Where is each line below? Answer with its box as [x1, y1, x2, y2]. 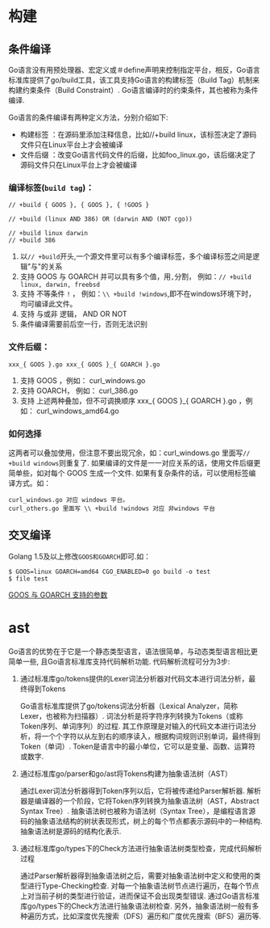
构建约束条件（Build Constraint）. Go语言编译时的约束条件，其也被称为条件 [8, 86, 259, 95]
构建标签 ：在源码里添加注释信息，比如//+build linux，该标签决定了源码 [19, 130, 257, 139]
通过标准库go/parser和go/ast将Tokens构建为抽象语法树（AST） [19, 769, 232, 778]
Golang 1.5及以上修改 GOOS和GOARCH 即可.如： [8, 551, 152, 561]
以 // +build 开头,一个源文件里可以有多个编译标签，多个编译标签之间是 [19, 251, 253, 261]
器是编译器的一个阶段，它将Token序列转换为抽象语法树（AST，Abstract [19, 795, 260, 805]
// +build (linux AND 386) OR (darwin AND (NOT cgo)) [8, 215, 193, 223]
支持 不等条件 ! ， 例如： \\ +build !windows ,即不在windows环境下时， [19, 289, 256, 299]
